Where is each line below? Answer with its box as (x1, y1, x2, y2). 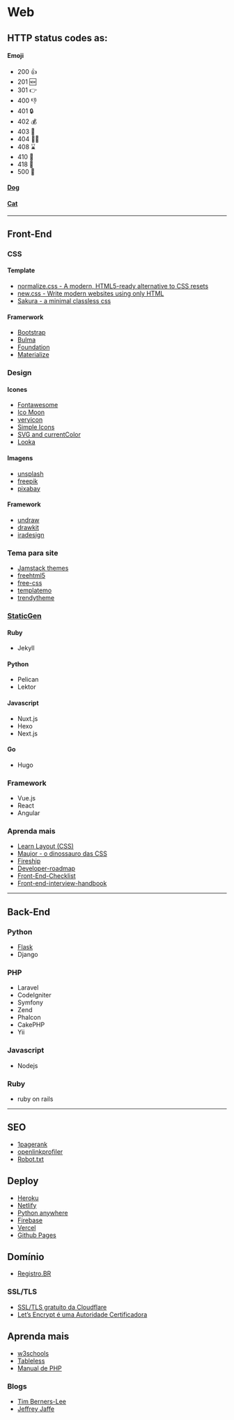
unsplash (17, 469, 44, 478)
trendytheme (17, 594, 55, 602)
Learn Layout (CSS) (17, 842, 75, 851)
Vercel (17, 1223, 36, 1231)
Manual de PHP (17, 1363, 63, 1373)
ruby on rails (17, 1095, 54, 1104)
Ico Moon (17, 408, 45, 416)
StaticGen (7, 611, 42, 621)
